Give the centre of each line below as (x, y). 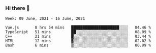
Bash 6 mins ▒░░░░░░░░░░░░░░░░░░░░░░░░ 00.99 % (78, 45)
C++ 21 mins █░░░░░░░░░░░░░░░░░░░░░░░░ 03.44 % (78, 37)
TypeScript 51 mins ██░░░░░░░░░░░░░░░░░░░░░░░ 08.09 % (78, 32)
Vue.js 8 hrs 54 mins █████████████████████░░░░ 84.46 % (78, 28)
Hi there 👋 (18, 8)
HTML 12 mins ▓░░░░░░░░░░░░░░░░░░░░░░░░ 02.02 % (78, 41)
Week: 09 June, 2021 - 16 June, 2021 (45, 19)
